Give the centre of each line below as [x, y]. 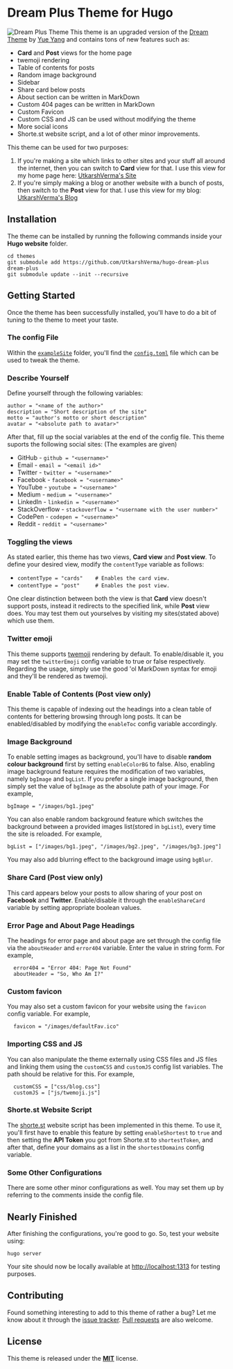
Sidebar [28, 82]
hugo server [24, 1253]
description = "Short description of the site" [77, 412]
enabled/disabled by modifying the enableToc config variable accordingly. [112, 724]
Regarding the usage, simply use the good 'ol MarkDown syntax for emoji [112, 669]
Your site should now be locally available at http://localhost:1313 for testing [114, 1266]
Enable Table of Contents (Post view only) [79, 694]
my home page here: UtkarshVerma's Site [77, 175]
